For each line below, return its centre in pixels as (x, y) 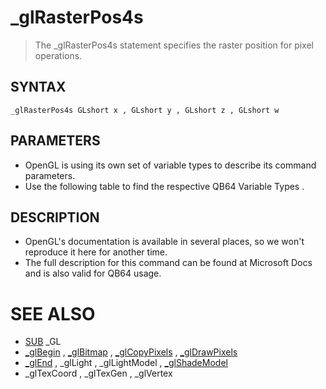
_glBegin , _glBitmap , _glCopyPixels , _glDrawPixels (131, 352)
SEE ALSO (53, 313)
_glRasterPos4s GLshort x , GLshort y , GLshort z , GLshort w (145, 110)
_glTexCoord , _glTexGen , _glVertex (98, 373)
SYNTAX (38, 87)
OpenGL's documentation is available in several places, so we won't (164, 242)
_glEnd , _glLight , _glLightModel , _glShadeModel (126, 363)
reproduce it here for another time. (96, 252)
